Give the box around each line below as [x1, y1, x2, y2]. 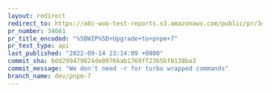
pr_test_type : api [7, 42, 70, 50]
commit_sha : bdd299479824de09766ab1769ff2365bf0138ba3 [7, 57, 197, 66]
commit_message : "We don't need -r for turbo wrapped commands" [7, 65, 229, 73]
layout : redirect [7, 11, 66, 20]
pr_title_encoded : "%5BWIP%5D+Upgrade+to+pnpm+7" [7, 34, 179, 43]
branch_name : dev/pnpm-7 [7, 72, 91, 80]
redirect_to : [7, 19, 52, 27]
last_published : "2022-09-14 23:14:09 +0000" [7, 49, 163, 57]
